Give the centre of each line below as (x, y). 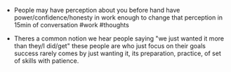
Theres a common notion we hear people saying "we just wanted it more (119, 38)
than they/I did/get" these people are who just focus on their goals (110, 46)
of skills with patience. (46, 61)
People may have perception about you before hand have (97, 10)
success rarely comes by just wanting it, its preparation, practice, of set (117, 53)
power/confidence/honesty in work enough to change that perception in (118, 17)
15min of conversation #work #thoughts (72, 25)
